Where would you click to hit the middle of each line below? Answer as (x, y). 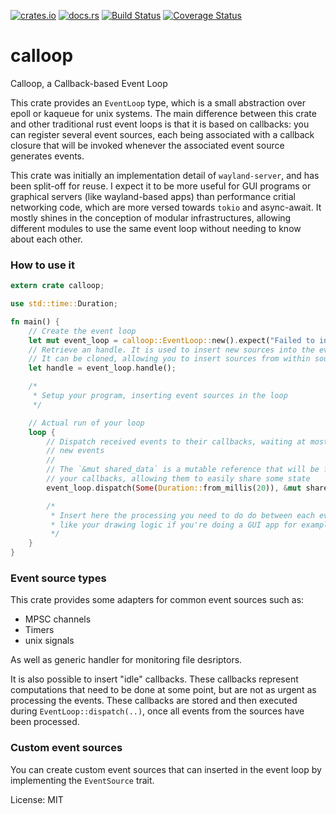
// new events (75, 451)
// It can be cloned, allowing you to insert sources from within (169, 359)
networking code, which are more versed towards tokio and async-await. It (166, 207)
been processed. (45, 722)
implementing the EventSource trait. (82, 780)
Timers (39, 630)
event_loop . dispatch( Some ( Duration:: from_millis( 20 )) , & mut (174, 488)
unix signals (49, 641)
